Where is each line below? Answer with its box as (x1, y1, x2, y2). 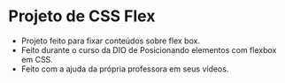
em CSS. (20, 54, 54, 64)
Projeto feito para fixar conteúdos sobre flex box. (20, 35, 201, 46)
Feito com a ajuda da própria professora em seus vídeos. (20, 64, 229, 74)
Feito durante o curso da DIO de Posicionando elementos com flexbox (20, 44, 277, 55)
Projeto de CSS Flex (8, 6, 156, 26)
